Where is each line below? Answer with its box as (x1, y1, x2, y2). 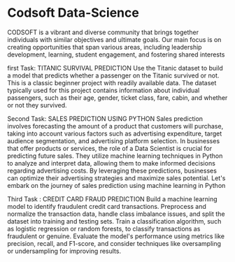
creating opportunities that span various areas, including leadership (7, 43, 202, 51)
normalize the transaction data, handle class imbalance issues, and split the (7, 210, 225, 218)
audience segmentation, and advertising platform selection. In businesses (7, 136, 220, 145)
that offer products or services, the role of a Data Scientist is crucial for (7, 144, 213, 152)
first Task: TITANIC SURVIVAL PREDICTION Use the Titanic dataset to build (7, 64, 224, 72)
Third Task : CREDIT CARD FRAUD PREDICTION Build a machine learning (7, 194, 218, 203)
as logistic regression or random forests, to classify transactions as (7, 224, 201, 233)
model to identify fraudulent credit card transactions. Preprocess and (7, 202, 206, 210)
